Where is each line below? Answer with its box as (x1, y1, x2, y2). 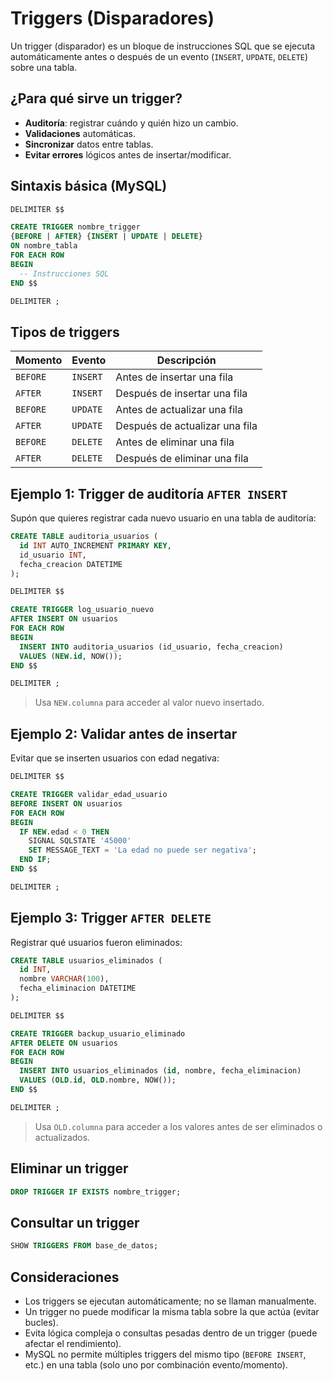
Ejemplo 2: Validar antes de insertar (10, 725, 238, 742)
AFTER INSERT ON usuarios (10, 614, 118, 624)
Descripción (156, 353, 217, 367)
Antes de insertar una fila (115, 370, 234, 384)
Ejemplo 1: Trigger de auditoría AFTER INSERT (10, 485, 288, 502)
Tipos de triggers (10, 323, 120, 341)
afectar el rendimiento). (24, 1338, 122, 1349)
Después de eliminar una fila (115, 452, 250, 466)
